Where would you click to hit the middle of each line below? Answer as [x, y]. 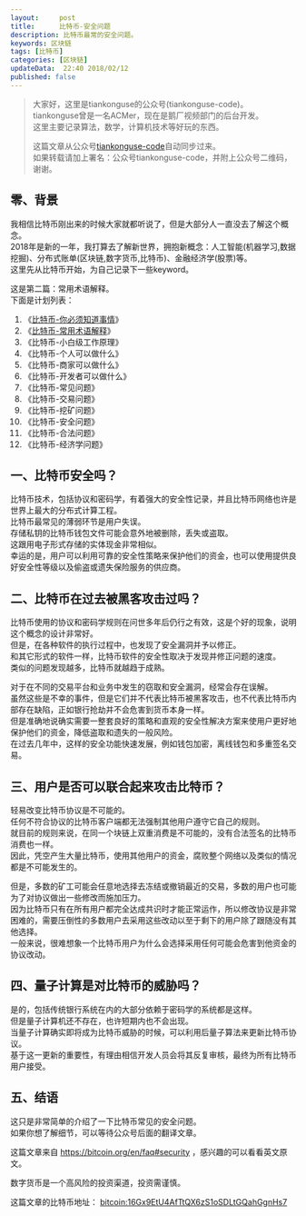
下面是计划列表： [42, 300]
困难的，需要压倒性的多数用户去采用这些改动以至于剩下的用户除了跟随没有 [149, 920]
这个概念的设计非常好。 [54, 633]
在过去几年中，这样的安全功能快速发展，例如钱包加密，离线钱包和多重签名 [149, 744]
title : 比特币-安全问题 [61, 26]
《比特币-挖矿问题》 [61, 410]
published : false [43, 77]
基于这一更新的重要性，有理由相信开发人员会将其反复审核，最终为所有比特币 [153, 1054]
